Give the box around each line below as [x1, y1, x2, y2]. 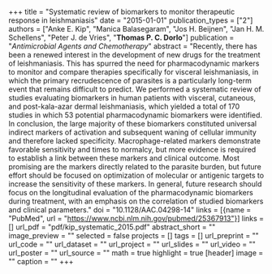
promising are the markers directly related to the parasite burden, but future [8, 162, 262, 171]
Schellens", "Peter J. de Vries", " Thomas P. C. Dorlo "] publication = [8, 32, 235, 42]
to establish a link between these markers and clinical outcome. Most [8, 153, 240, 163]
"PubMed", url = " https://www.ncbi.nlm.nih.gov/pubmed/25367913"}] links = [8, 214, 265, 223]
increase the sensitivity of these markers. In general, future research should [8, 179, 262, 189]
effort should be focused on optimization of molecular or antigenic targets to [8, 170, 265, 180]
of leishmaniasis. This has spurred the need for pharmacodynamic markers [8, 58, 260, 68]
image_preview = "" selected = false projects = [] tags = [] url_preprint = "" [8, 231, 260, 240]
